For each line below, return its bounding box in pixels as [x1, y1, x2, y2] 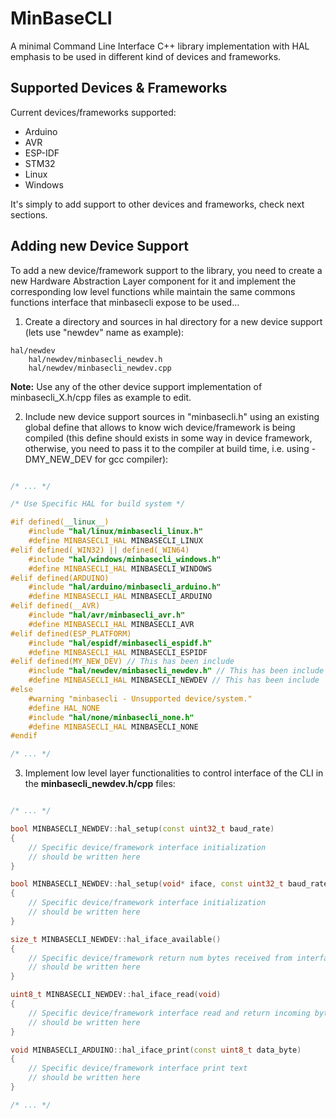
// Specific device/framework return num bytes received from [28, 953, 293, 963]
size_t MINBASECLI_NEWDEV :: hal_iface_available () [10, 934, 222, 944]
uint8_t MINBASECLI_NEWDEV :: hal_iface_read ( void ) [10, 990, 222, 1000]
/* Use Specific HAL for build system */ [10, 499, 186, 509]
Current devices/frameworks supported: [10, 106, 177, 118]
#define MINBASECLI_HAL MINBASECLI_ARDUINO [28, 592, 213, 602]
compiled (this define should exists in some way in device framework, [24, 432, 313, 444]
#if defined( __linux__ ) [10, 517, 110, 527]
